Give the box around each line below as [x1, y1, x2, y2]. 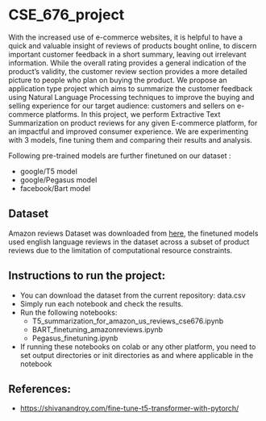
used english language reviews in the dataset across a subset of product [8, 236, 250, 247]
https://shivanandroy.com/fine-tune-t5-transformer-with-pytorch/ [19, 403, 239, 413]
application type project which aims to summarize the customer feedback [8, 83, 253, 94]
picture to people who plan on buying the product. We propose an [8, 75, 227, 85]
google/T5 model [19, 166, 78, 176]
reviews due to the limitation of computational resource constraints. [8, 245, 233, 255]
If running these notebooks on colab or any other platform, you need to [19, 341, 256, 352]
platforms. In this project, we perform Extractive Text [45, 109, 221, 119]
